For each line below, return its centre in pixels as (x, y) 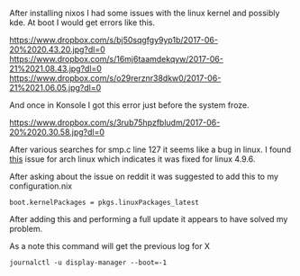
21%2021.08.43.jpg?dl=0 (55, 68)
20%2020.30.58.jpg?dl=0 (57, 132)
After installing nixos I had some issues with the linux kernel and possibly (145, 13)
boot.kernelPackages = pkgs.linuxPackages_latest (105, 202)
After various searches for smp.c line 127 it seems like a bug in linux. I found (150, 149)
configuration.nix (41, 186)
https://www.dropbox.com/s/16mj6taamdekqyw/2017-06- (116, 59)
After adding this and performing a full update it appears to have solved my (149, 219)
